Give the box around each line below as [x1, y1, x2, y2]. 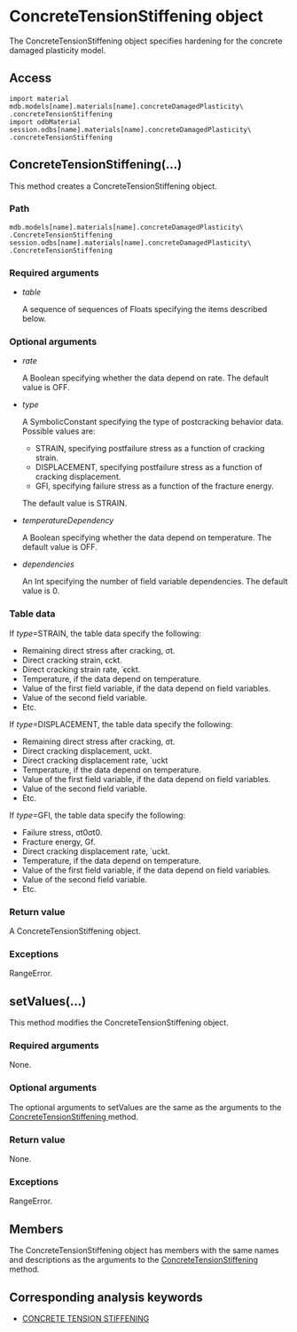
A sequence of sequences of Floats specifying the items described [21, 304, 268, 315]
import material [9, 94, 69, 103]
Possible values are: [21, 426, 96, 436]
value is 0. [21, 585, 60, 596]
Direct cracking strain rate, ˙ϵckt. [21, 663, 141, 675]
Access [9, 71, 51, 86]
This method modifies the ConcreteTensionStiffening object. [9, 1017, 229, 1028]
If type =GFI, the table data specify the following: [9, 810, 186, 820]
